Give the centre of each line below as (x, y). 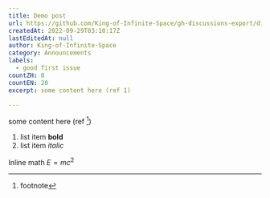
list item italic (42, 146)
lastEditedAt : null (41, 38)
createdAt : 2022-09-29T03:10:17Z (64, 30)
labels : (21, 61)
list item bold (41, 137)
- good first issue (48, 68)
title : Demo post (37, 16)
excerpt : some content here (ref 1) (70, 90)
